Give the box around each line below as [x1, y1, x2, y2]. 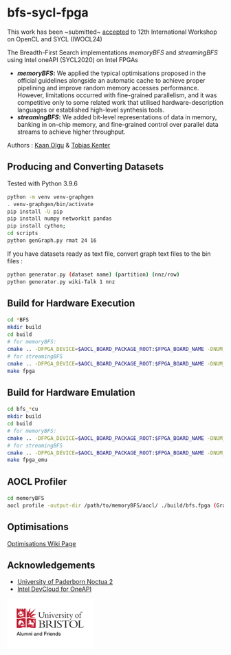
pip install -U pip [7, 208, 63, 215]
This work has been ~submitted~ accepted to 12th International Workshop [7, 28, 218, 36]
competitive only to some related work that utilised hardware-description [16, 98, 224, 106]
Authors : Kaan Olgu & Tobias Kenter [7, 141, 111, 149]
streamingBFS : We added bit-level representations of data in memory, [16, 112, 217, 121]
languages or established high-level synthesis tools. [16, 105, 165, 114]
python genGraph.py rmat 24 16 [7, 237, 97, 244]
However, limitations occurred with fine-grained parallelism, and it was [16, 91, 217, 99]
